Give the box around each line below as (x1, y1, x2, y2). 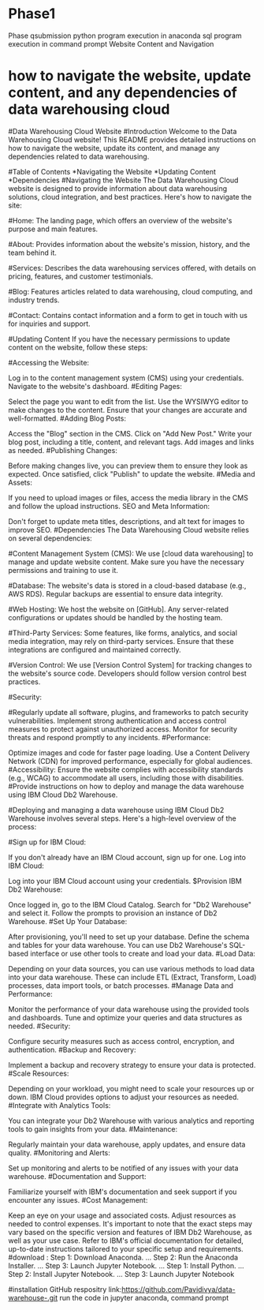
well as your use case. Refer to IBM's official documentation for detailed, (8, 1236, 244, 1245)
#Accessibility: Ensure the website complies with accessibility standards (8, 765, 244, 774)
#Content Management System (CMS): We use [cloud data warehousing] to (8, 548, 254, 558)
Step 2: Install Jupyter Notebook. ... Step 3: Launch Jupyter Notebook (8, 1269, 235, 1278)
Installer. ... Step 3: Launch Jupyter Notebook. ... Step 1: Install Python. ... (8, 1260, 244, 1271)
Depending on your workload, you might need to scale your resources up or (8, 1084, 255, 1093)
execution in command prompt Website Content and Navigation (8, 39, 214, 48)
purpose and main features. (8, 224, 99, 234)
